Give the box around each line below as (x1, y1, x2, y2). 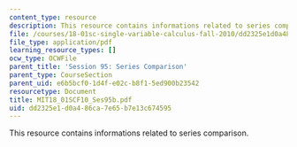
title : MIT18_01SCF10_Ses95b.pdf (9, 95, 133, 104)
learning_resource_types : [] (9, 46, 117, 55)
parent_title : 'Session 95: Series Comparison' (9, 63, 188, 72)
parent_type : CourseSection (9, 71, 113, 80)
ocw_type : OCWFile (9, 54, 77, 63)
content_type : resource (9, 12, 97, 22)
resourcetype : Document (9, 87, 97, 96)
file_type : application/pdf (9, 37, 113, 47)
